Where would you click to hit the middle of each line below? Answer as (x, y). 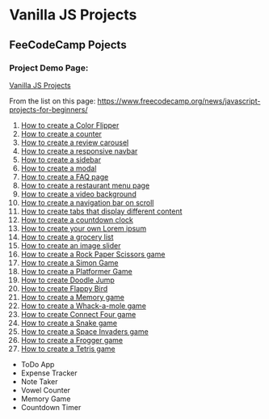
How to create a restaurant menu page (85, 185)
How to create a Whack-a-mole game (83, 306)
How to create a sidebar (61, 159)
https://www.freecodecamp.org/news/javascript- (179, 101)
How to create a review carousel (75, 142)
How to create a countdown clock (77, 219)
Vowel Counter (46, 390)
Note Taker (39, 381)
